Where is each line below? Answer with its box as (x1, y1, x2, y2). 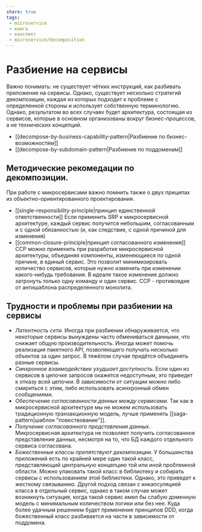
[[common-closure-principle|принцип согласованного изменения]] (14, 239, 186, 246)
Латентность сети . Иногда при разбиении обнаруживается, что (14, 326, 180, 334)
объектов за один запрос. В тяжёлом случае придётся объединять (14, 352, 189, 359)
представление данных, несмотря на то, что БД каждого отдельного (14, 435, 194, 443)
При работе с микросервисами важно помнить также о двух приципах (6, 188, 191, 196)
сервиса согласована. (14, 442, 73, 449)
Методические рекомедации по (6, 163, 134, 174)
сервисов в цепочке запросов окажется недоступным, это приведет (14, 372, 193, 379)
